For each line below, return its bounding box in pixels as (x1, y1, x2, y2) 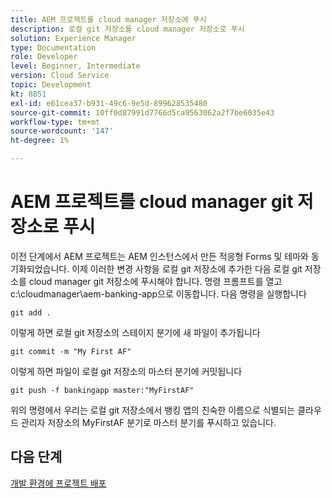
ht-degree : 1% (10, 136, 70, 146)
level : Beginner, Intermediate (10, 61, 141, 71)
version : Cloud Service (10, 71, 110, 81)
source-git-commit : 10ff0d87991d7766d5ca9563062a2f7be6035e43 (10, 107, 275, 118)
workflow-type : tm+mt (10, 117, 101, 127)
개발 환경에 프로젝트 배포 (10, 477, 107, 489)
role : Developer (10, 52, 78, 62)
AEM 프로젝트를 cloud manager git (10, 191, 294, 213)
